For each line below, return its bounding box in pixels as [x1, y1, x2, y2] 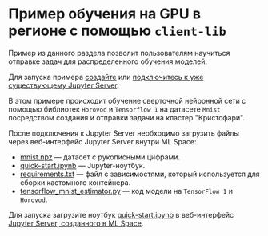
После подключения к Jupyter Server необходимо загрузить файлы [8, 128, 240, 138]
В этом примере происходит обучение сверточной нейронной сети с [8, 96, 246, 105]
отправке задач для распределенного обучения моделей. [8, 57, 208, 66]
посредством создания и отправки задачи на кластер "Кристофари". [8, 112, 246, 122]
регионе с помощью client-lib [8, 22, 226, 40]
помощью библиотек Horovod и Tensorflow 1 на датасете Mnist [8, 104, 222, 114]
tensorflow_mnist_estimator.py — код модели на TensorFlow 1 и [19, 186, 234, 195]
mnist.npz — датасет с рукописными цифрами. [19, 152, 181, 162]
